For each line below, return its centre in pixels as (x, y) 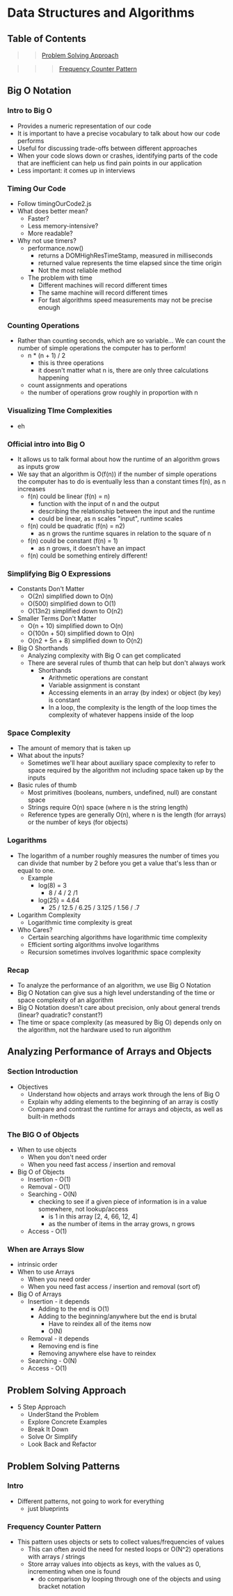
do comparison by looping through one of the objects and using (129, 1579)
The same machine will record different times (103, 292)
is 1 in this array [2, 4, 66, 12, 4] (93, 1216)
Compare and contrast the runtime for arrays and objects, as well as (125, 1109)
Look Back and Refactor (62, 1444)
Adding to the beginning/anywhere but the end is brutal (117, 1316)
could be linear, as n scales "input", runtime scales (110, 519)
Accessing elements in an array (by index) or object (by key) (135, 693)
